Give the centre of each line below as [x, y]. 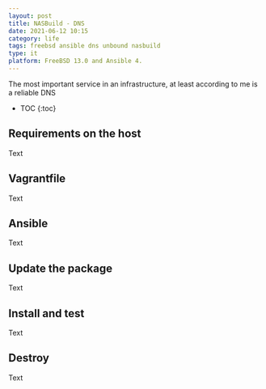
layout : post [30, 16]
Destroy [29, 358]
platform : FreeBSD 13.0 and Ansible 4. [76, 61]
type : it [23, 53]
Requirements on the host [75, 134]
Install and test [46, 313]
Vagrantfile [37, 179]
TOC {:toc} [38, 108]
